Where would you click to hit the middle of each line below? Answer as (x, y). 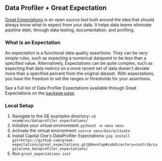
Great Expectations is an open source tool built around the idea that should (80, 19)
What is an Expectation (33, 42)
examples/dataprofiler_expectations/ (50, 121)
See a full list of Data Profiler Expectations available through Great (71, 88)
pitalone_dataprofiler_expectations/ (50, 149)
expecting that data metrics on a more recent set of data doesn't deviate (77, 68)
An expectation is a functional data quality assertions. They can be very (76, 53)
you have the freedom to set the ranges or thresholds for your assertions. (78, 79)
